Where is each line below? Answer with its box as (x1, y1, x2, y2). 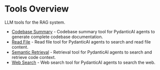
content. (11, 44, 29, 50)
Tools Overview (4, 3, 69, 14)
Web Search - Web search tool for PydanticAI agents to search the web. (11, 59, 156, 65)
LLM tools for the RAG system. (4, 19, 65, 25)
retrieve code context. (11, 54, 56, 60)
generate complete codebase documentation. (11, 34, 103, 40)
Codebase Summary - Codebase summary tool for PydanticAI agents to (11, 28, 155, 34)
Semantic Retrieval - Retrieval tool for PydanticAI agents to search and (11, 49, 152, 55)
